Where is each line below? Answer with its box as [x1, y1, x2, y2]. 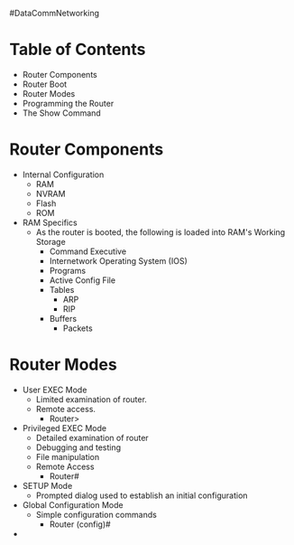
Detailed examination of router [35, 432, 149, 443]
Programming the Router [22, 98, 115, 108]
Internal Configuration [22, 169, 105, 180]
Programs [49, 265, 87, 276]
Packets [62, 323, 93, 334]
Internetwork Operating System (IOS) [49, 255, 188, 266]
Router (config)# [49, 519, 111, 530]
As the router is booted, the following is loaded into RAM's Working [35, 226, 286, 238]
